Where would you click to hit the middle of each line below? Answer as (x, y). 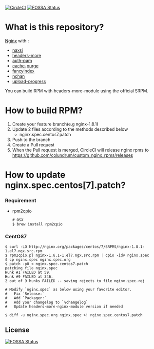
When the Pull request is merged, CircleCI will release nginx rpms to (80, 150)
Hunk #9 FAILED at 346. (29, 277)
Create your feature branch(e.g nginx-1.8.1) (55, 124)
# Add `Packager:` (26, 298)
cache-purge (25, 65)
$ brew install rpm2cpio (37, 225)
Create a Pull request (33, 144)
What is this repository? (55, 27)
